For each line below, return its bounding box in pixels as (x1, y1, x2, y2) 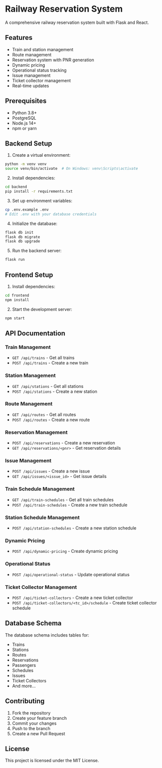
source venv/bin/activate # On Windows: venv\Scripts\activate (5, 166, 138, 171)
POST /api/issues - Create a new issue (12, 468, 90, 474)
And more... (12, 683, 36, 689)
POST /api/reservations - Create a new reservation (12, 440, 115, 446)
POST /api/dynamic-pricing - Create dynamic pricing (12, 549, 118, 554)
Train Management (5, 344, 51, 350)
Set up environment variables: (12, 198, 72, 203)
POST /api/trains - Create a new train (12, 360, 89, 366)
